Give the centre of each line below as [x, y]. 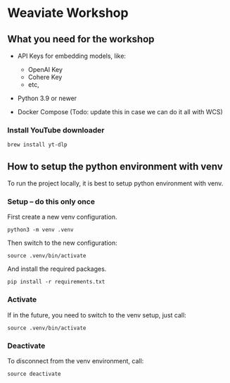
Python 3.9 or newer [47, 98]
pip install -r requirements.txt [56, 282]
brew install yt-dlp [38, 145]
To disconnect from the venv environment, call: [76, 361]
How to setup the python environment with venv [115, 166]
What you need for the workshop [81, 39]
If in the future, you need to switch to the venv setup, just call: [97, 315]
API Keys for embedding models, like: [72, 56]
